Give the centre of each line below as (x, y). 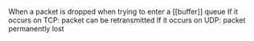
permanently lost (36, 29)
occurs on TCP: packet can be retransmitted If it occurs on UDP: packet (127, 20)
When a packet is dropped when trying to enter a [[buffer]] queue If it (123, 12)
